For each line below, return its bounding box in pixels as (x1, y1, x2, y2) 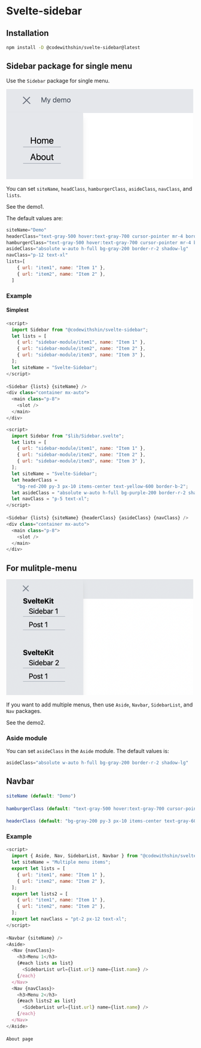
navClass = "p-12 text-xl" (6, 252, 68, 258)
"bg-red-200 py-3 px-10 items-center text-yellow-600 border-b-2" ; (17, 483, 188, 489)
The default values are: (6, 214, 63, 222)
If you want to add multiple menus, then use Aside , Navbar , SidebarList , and (6, 701, 193, 708)
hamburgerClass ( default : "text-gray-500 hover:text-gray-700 (6, 806, 165, 812)
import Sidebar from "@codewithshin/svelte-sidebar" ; (11, 327, 148, 333)
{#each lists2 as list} (17, 998, 77, 1004)
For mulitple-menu (6, 563, 77, 573)
